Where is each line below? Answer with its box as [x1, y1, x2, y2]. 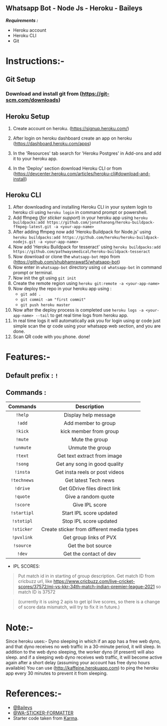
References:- [6, 688, 62, 699]
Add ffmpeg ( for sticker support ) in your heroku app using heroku [13, 215, 148, 221]
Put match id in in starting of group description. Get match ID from [18, 573, 155, 579]
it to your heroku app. [13, 156, 58, 162]
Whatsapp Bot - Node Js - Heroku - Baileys [6, 4, 142, 13]
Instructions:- [6, 55, 65, 67]
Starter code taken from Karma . [13, 715, 79, 721]
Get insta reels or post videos [55, 469, 124, 476]
